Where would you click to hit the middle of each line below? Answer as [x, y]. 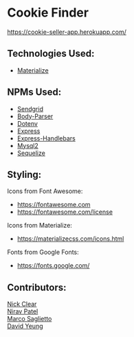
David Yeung [25, 326]
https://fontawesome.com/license [65, 212]
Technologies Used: [51, 54]
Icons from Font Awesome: [45, 191]
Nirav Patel [23, 311]
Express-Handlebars [46, 138]
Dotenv [27, 123]
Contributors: [37, 288]
